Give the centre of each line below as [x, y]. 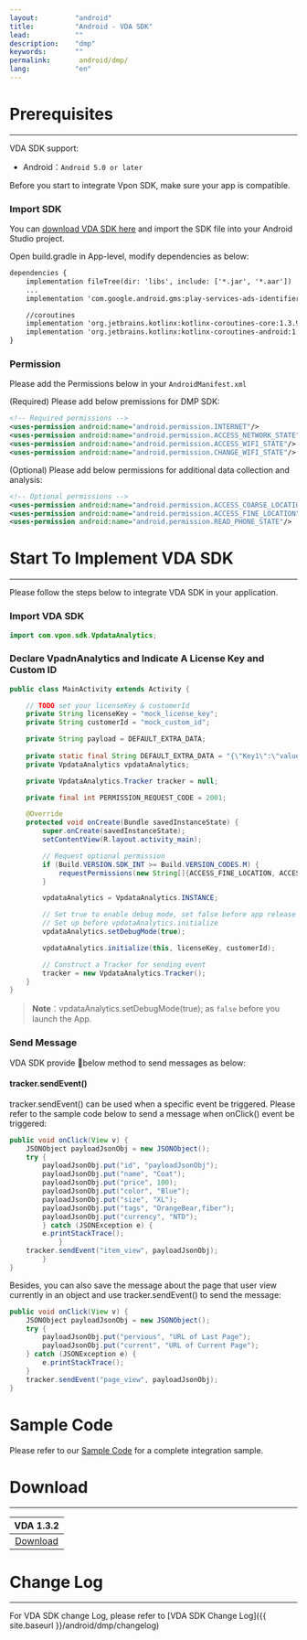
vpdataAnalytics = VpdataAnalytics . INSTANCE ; [131, 898]
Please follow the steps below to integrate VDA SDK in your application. [144, 593]
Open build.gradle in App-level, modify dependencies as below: [129, 256]
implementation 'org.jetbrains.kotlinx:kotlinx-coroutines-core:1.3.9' [165, 324]
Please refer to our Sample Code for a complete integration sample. [137, 1450]
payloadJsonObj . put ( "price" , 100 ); [110, 1183]
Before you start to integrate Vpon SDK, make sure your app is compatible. [150, 185]
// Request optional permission [104, 856]
